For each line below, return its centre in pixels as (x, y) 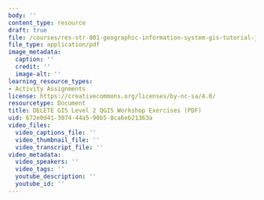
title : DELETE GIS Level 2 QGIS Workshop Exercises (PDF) (105, 111)
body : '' (22, 15)
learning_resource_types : (50, 81)
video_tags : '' (40, 169)
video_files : (29, 125)
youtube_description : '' (56, 177)
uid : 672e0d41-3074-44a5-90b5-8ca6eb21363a (81, 118)
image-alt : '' (38, 74)
